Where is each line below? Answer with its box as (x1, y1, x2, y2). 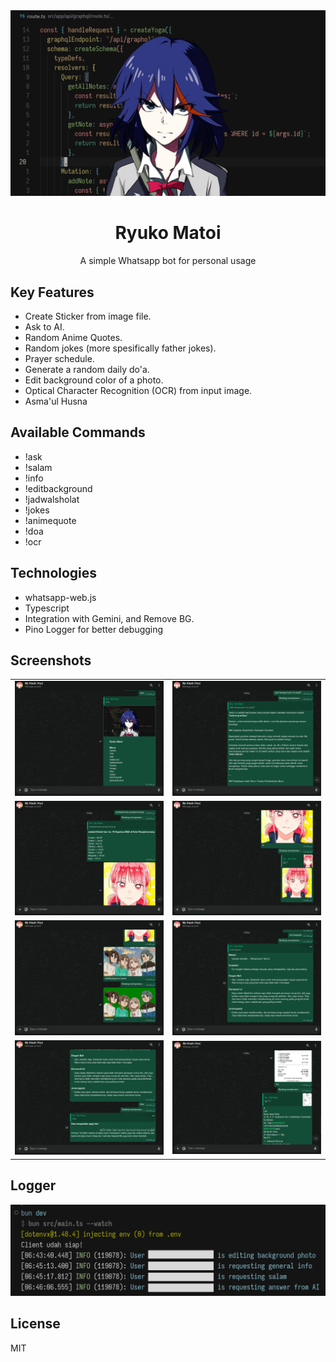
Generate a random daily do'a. (24, 364, 150, 376)
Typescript (24, 602, 70, 614)
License (10, 1315, 61, 1333)
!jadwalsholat (24, 493, 80, 505)
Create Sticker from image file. (24, 310, 152, 323)
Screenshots (10, 652, 92, 669)
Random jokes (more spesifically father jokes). (24, 342, 217, 354)
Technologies (10, 565, 98, 582)
